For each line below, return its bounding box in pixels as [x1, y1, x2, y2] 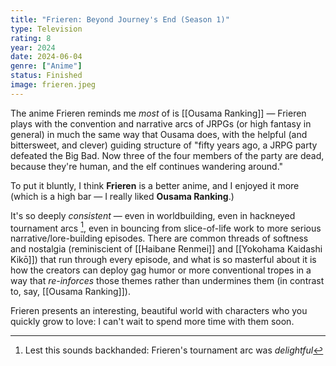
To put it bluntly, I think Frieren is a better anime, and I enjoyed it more [10, 179, 300, 191]
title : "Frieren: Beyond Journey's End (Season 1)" [10, 14, 230, 25]
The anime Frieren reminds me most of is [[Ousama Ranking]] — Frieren [10, 107, 307, 119]
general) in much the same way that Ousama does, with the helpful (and [10, 128, 308, 140]
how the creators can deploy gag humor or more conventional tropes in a [10, 264, 312, 276]
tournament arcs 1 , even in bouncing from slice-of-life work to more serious [10, 220, 322, 234]
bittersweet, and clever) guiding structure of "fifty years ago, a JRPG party [10, 139, 318, 151]
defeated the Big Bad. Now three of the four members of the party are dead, [10, 149, 325, 161]
